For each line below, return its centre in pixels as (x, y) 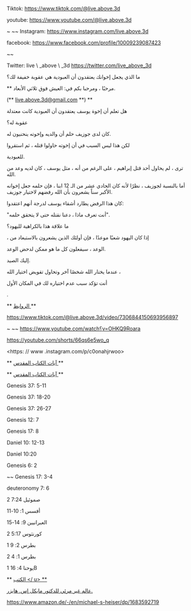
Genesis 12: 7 (23, 420)
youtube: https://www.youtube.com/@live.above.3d (69, 20)
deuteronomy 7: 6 (28, 488)
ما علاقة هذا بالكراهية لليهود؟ (38, 226)
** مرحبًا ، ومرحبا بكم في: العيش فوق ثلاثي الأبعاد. (61, 88)
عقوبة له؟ (17, 122)
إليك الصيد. (19, 260)
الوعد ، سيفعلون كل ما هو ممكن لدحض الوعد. (56, 249)
